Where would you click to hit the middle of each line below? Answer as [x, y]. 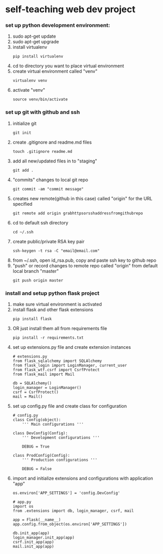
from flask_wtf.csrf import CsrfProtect [56, 370]
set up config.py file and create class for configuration [70, 406]
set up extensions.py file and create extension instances [72, 347]
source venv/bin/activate [40, 100]
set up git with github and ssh [43, 112]
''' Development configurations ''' [61, 438]
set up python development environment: [58, 25]
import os [23, 507]
